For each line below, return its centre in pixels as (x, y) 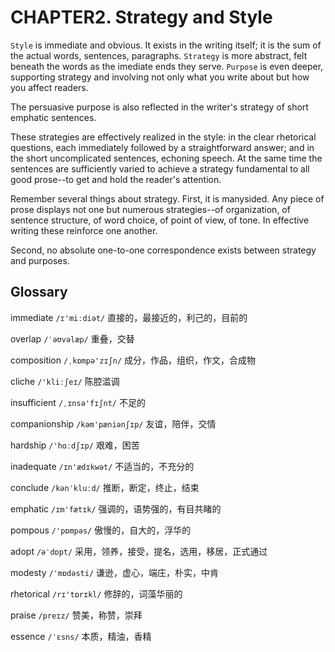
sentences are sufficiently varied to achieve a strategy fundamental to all (160, 168)
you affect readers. (49, 87)
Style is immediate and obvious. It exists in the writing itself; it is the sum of (166, 45)
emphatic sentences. (53, 117)
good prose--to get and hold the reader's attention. (116, 179)
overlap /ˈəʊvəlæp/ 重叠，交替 (72, 338)
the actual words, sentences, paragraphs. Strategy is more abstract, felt (159, 55)
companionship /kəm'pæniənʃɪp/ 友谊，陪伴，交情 (113, 423)
